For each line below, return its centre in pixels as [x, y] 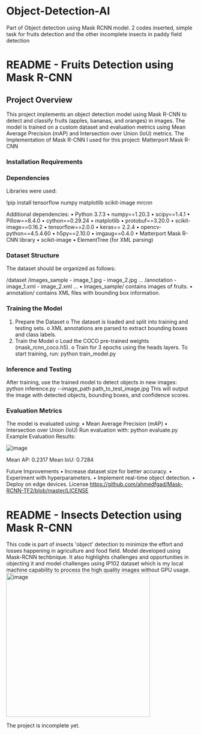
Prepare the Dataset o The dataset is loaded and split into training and [101, 321]
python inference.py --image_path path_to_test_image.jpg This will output [97, 389]
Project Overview [39, 100]
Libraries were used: [31, 191]
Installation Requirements [44, 162]
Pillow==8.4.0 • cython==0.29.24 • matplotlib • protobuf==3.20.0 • [90, 221]
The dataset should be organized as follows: [61, 268]
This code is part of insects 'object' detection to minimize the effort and [95, 544]
